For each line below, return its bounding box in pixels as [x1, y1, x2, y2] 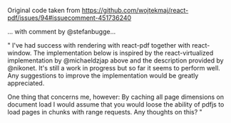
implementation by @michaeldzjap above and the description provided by [7, 56, 224, 65]
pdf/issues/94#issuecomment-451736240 [7, 14, 132, 22]
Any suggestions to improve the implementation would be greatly [7, 71, 199, 80]
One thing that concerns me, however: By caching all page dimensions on [7, 92, 225, 101]
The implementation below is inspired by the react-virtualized [33, 49, 214, 57]
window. [7, 49, 32, 57]
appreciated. [7, 79, 45, 87]
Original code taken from [7, 6, 81, 14]
